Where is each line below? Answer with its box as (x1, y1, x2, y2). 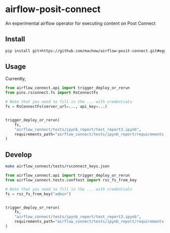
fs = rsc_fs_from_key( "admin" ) (5, 191, 71, 197)
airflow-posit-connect (5, 4, 101, 15)
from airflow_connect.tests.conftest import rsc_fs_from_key (5, 177, 137, 182)
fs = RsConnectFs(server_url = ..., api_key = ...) (5, 104, 108, 109)
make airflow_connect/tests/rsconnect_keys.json (5, 164, 110, 169)
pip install (5, 48, 30, 54)
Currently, (5, 76, 26, 82)
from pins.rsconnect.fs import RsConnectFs (5, 90, 99, 96)
